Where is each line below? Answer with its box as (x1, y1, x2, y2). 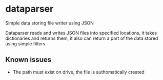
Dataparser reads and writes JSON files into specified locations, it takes (5, 30, 157, 36)
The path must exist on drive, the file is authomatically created (12, 69, 145, 75)
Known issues (5, 56, 52, 64)
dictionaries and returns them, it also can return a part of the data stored (5, 35, 158, 41)
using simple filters (5, 40, 46, 46)
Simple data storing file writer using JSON (5, 20, 94, 26)
